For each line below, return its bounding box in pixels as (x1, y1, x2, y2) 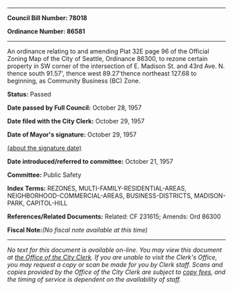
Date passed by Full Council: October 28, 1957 (7, 103, 142, 112)
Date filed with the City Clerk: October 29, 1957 (7, 117, 145, 125)
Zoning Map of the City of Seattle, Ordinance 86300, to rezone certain (7, 55, 208, 62)
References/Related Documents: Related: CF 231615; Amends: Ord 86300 (7, 212, 221, 221)
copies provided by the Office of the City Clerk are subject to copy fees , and (7, 268, 226, 276)
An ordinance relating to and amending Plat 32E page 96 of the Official (7, 47, 209, 56)
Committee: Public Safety (7, 171, 82, 179)
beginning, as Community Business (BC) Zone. (7, 77, 141, 85)
